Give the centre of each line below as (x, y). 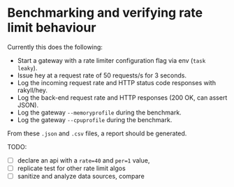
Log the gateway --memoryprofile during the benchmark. (99, 112)
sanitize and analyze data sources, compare (81, 177)
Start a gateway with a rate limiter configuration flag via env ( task (111, 60)
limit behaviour (52, 28)
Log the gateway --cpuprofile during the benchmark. (95, 119)
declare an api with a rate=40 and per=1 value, (83, 160)
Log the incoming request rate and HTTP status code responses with (117, 82)
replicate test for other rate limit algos (71, 168)
